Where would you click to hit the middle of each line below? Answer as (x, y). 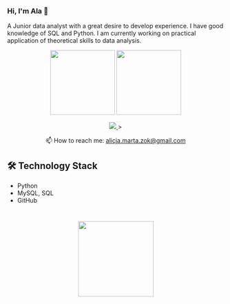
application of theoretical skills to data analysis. (74, 41)
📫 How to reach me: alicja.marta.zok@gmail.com (116, 141)
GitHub (27, 201)
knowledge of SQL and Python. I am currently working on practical (102, 33)
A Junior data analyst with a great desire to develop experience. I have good (115, 26)
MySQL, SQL (35, 193)
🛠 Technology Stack (52, 166)
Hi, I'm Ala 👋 (28, 11)
